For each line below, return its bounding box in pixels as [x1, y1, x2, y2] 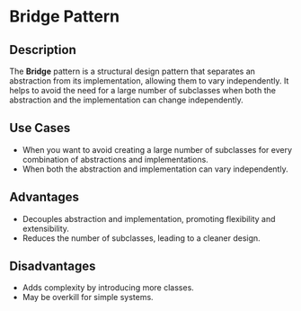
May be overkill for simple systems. [22, 292, 155, 303]
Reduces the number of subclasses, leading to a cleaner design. [22, 232, 261, 244]
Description [9, 42, 76, 58]
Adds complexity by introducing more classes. [22, 282, 195, 293]
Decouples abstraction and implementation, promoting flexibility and [22, 213, 276, 224]
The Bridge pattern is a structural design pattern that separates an [9, 66, 256, 76]
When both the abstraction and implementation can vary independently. [22, 164, 289, 174]
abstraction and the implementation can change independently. [9, 94, 244, 105]
